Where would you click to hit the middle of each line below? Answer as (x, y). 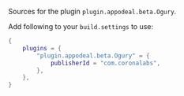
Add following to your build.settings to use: (81, 26)
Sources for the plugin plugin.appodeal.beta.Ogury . (92, 11)
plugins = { (42, 48)
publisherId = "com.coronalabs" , (105, 63)
